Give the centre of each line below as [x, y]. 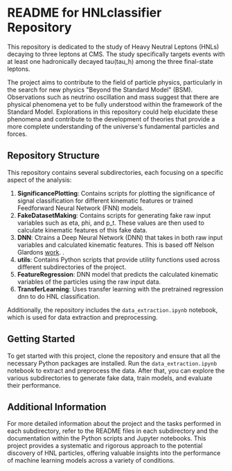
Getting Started [41, 339]
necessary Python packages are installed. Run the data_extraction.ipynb [112, 363]
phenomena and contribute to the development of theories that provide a [111, 119]
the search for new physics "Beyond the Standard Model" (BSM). [100, 89]
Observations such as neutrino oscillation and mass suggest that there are [113, 97]
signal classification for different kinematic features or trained [105, 200]
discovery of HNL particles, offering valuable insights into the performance [114, 453]
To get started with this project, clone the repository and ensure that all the [114, 356]
